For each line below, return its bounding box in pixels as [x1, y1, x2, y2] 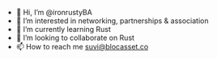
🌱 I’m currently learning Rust [15, 25, 112, 33]
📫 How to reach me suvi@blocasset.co [15, 42, 149, 51]
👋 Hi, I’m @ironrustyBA [15, 8, 93, 17]
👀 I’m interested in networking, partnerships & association [15, 16, 209, 26]
